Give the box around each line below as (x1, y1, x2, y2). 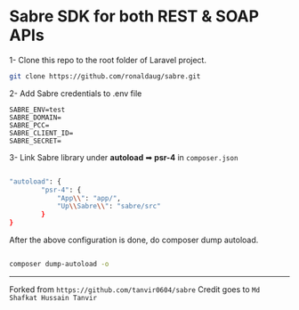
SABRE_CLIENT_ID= (9, 128, 74, 137)
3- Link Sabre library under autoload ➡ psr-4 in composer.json (9, 151, 238, 162)
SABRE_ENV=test (9, 105, 66, 114)
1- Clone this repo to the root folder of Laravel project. (9, 54, 207, 65)
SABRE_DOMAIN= (9, 113, 62, 122)
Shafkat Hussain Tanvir (9, 293, 98, 302)
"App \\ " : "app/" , (56, 193, 122, 202)
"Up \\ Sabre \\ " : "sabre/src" (56, 202, 162, 211)
